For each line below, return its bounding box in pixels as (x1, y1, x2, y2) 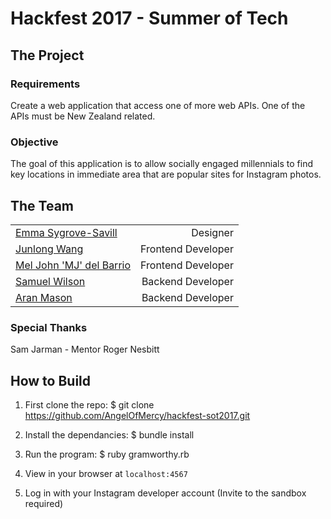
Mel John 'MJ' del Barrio (15, 258, 132, 272)
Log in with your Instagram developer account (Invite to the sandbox (24, 487, 307, 499)
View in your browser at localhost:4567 (24, 468, 188, 480)
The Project (10, 47, 85, 64)
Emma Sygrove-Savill (15, 225, 118, 239)
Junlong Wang (15, 242, 84, 256)
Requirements (10, 77, 81, 91)
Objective (10, 135, 59, 149)
